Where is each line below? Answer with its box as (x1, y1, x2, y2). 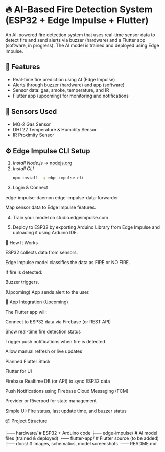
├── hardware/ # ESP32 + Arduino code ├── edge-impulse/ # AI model (5, 430, 158, 436)
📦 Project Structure (5, 418, 48, 424)
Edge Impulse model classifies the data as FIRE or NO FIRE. (5, 259, 130, 266)
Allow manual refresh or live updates (5, 348, 83, 354)
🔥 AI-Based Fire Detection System (5, 4, 153, 15)
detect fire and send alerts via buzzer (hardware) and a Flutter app (5, 37, 146, 43)
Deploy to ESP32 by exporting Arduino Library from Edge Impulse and (12, 224, 160, 230)
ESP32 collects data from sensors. (5, 249, 78, 256)
